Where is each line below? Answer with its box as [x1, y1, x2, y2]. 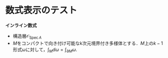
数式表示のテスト [5, 5, 78, 16]
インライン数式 [5, 22, 37, 28]
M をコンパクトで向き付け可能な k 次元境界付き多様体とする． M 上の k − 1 [12, 40, 163, 46]
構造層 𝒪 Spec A [12, 33, 42, 40]
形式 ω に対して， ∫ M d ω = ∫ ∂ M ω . [12, 46, 78, 53]
